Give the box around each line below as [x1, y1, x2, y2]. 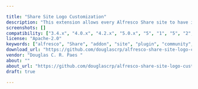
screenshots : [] [6, 25, 46, 31]
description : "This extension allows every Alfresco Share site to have [6, 19, 189, 25]
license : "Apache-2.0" [6, 36, 62, 42]
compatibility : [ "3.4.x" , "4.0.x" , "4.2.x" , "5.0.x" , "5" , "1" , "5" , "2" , [6, 30, 194, 36]
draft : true [6, 68, 35, 74]
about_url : [6, 63, 33, 69]
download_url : [6, 47, 41, 53]
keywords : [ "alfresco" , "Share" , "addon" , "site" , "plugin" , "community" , [6, 41, 194, 47]
